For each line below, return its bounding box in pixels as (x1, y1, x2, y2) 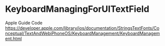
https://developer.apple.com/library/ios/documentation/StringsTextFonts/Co (5, 25, 160, 31)
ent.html (5, 36, 22, 42)
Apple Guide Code (5, 20, 43, 26)
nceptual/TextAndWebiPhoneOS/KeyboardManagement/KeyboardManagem (5, 30, 160, 36)
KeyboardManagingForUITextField (5, 3, 150, 15)
